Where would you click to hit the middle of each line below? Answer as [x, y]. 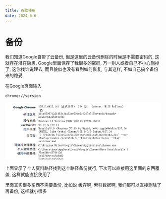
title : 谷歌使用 [20, 10]
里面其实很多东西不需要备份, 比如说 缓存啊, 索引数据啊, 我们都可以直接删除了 [83, 185]
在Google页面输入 [24, 86]
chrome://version [23, 96]
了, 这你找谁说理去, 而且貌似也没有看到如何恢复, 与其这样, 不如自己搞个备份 [82, 69]
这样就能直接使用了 [31, 174]
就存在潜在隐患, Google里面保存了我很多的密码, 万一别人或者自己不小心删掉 [82, 63]
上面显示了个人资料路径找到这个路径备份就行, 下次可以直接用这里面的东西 [80, 168]
